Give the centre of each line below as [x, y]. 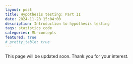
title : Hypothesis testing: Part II [43, 14]
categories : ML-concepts [31, 33]
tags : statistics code [29, 28]
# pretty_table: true [28, 42]
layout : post [19, 10]
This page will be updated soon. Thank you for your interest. [67, 56]
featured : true [21, 38]
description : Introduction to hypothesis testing [58, 24]
